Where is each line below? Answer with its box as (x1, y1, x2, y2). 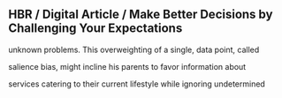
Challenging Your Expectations (8, 21, 183, 36)
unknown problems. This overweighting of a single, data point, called (8, 44, 260, 55)
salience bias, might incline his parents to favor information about (8, 61, 247, 72)
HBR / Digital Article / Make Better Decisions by (8, 7, 273, 22)
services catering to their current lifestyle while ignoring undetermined (8, 79, 266, 89)
